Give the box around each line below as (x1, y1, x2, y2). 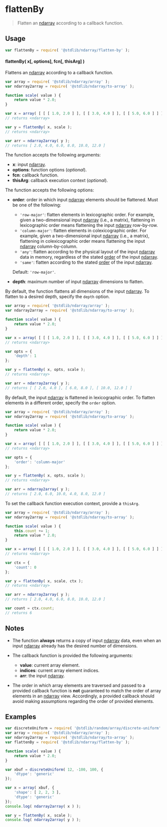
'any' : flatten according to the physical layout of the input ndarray (19, 249, 155, 255)
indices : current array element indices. (19, 667, 100, 673)
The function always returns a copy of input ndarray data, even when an (12, 637, 162, 644)
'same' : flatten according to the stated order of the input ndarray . (19, 259, 153, 265)
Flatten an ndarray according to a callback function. (17, 20, 123, 26)
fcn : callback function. (12, 172, 59, 178)
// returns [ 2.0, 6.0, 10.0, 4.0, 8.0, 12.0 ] (5, 492, 106, 496)
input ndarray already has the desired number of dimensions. (12, 643, 138, 649)
